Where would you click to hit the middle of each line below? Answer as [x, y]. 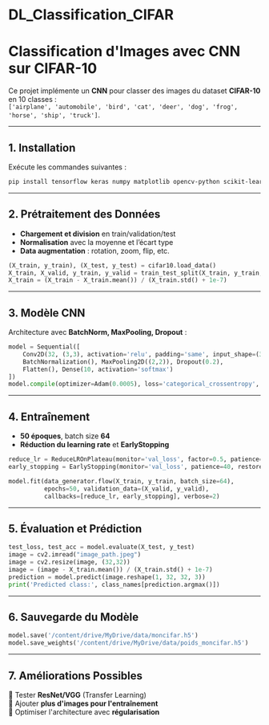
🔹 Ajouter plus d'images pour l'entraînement [83, 703]
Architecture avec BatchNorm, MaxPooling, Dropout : [98, 332]
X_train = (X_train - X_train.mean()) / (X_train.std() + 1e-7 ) [118, 280]
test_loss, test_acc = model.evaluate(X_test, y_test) [102, 548]
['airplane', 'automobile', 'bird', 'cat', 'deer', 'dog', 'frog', [123, 107]
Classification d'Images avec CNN [124, 52]
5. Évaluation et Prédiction [75, 529]
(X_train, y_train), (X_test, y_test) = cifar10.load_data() [112, 265]
